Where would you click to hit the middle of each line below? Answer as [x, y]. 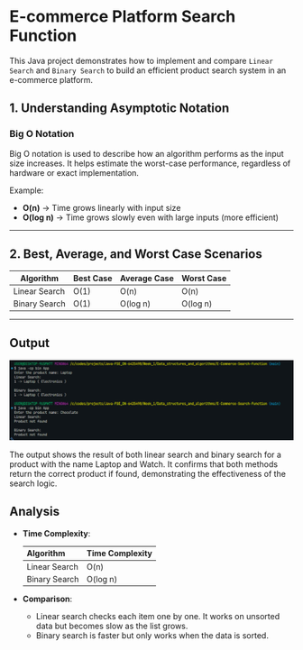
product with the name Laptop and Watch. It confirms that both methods [143, 464]
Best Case [93, 278]
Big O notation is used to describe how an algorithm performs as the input [147, 153]
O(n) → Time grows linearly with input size [101, 207]
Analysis [35, 512]
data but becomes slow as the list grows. [112, 626]
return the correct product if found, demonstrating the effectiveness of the [148, 473]
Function [43, 36]
